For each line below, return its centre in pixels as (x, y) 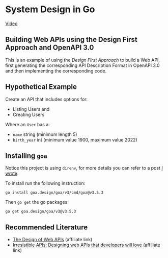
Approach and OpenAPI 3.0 (50, 48)
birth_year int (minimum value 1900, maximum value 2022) (75, 139)
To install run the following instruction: (45, 183)
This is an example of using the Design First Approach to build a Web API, (83, 60)
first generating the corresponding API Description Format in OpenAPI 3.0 (82, 65)
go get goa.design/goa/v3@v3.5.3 (41, 212)
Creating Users (29, 114)
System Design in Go (50, 9)
